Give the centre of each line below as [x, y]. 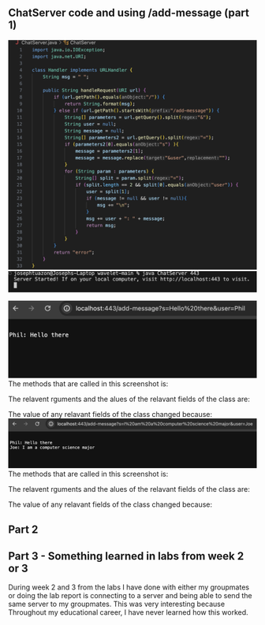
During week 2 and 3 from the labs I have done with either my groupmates [129, 587]
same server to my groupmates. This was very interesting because [117, 604]
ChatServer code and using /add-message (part [129, 13]
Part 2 [23, 529]
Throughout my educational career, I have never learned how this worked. [128, 612]
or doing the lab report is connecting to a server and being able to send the [130, 596]
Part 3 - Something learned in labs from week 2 [126, 556]
